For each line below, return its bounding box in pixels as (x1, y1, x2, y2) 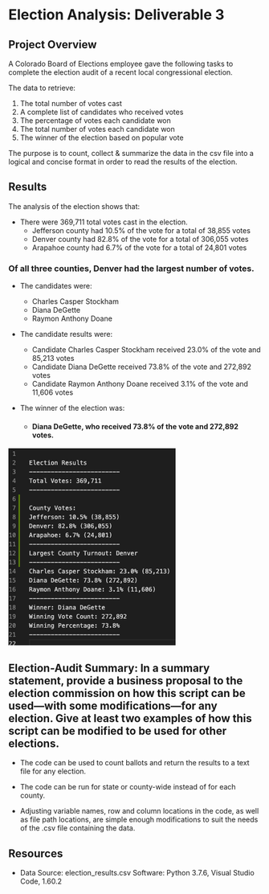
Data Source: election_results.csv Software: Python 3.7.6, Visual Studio (19, 867, 255, 877)
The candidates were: (19, 281, 92, 291)
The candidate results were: (19, 330, 113, 339)
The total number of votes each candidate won (19, 125, 175, 133)
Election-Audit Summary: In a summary (8, 661, 210, 675)
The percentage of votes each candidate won (19, 116, 171, 125)
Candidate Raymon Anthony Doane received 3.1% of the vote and (31, 379, 249, 389)
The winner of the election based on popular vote (19, 133, 184, 142)
